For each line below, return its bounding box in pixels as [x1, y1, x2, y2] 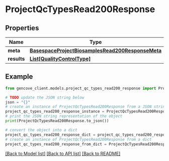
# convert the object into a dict [5, 127, 78, 132]
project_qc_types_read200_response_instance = [5, 109, 105, 114]
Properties [5, 24, 39, 32]
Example [5, 72, 33, 81]
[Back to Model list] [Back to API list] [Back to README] [5, 150, 121, 157]
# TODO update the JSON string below [5, 95, 84, 100]
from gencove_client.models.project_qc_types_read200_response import [5, 86, 156, 91]
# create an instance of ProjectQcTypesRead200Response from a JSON [5, 104, 152, 110]
